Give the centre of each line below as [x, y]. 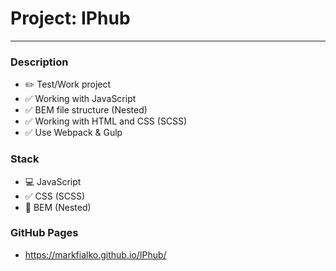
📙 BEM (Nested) [58, 207]
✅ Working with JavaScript [80, 99]
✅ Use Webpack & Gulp [73, 133]
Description [39, 62]
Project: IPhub [70, 18]
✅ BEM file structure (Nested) [86, 110]
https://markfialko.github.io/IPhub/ [95, 254]
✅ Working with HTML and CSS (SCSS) [106, 121]
